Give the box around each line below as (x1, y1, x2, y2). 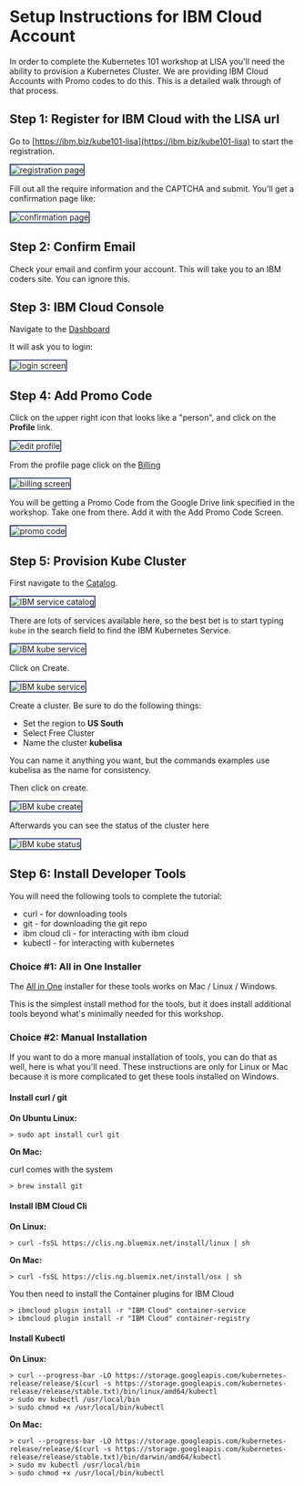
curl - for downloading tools (22, 908, 127, 919)
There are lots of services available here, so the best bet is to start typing (9, 615, 284, 626)
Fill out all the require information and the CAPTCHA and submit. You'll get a (9, 183, 294, 194)
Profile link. (9, 422, 53, 433)
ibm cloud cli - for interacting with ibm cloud (22, 927, 189, 938)
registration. (9, 145, 55, 156)
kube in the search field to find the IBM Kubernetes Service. (9, 625, 232, 635)
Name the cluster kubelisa (22, 738, 123, 748)
